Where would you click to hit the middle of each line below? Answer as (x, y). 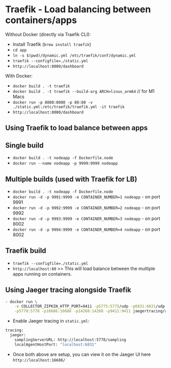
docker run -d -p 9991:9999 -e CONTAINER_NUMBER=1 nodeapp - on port (86, 197)
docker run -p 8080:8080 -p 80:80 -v (53, 102)
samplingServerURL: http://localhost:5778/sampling (70, 340)
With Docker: (19, 76)
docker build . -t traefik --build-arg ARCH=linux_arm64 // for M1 (84, 91)
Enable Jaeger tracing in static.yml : (51, 321)
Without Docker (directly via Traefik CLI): (48, 34)
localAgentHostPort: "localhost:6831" (55, 345)
